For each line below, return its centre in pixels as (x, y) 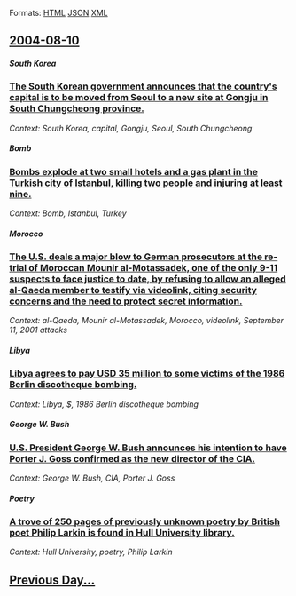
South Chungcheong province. (77, 108)
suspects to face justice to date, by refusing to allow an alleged (148, 279)
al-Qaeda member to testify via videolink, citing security (133, 290)
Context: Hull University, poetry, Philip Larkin (91, 552)
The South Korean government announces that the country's (143, 86)
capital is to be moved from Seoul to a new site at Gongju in (139, 98)
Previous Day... (52, 580)
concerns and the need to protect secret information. (126, 301)
